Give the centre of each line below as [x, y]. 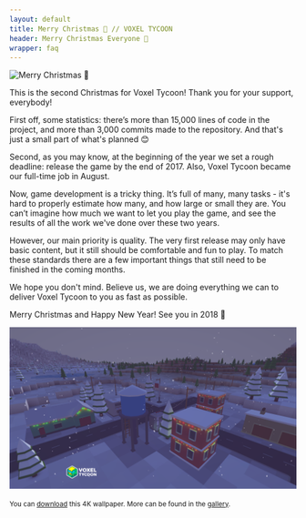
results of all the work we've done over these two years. [115, 223]
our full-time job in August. [60, 177]
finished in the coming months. [67, 269]
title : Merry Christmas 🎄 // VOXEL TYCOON [91, 29]
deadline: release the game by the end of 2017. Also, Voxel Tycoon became [150, 167]
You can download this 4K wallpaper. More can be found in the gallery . [120, 504]
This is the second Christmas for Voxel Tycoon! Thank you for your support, [152, 93]
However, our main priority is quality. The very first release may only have [148, 240]
